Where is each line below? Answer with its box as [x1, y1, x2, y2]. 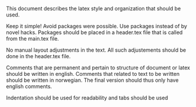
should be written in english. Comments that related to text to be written [6, 71, 180, 77]
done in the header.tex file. [6, 53, 71, 59]
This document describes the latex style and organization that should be [6, 5, 181, 12]
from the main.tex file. [6, 35, 59, 42]
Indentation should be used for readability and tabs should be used [6, 94, 168, 101]
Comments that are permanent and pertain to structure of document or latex [6, 64, 191, 71]
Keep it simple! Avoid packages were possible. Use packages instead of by [6, 23, 188, 29]
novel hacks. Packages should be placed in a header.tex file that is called [6, 29, 183, 36]
